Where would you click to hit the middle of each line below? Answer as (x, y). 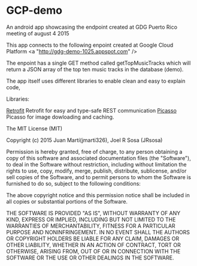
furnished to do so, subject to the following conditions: (73, 183)
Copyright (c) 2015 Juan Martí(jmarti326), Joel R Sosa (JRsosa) (84, 140)
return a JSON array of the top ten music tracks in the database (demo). (95, 69)
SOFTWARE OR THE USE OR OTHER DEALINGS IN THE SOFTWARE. (90, 258)
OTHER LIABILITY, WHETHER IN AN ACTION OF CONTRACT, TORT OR (93, 245)
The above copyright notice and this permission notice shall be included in (98, 195)
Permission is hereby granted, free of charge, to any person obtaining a (94, 152)
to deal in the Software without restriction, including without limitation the (96, 164)
